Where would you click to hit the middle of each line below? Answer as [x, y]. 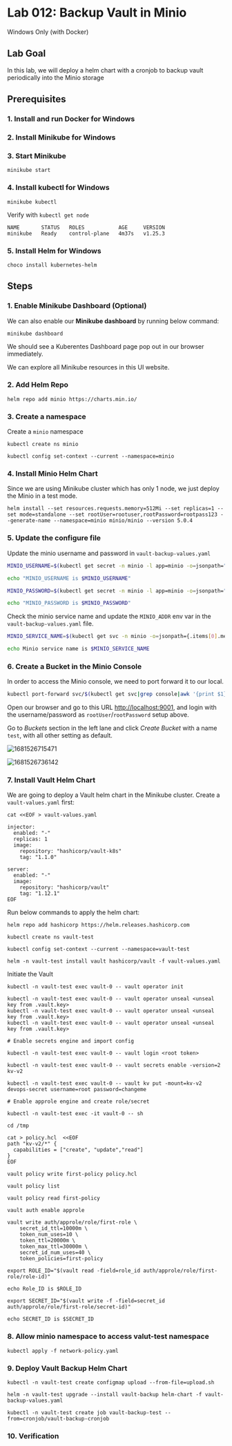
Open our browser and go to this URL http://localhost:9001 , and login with [112, 707]
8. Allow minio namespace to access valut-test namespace [108, 1336]
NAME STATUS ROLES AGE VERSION [86, 227]
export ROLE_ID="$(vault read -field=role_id [74, 1271]
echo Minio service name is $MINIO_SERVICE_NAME [78, 649]
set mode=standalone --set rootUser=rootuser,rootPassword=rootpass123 [112, 515]
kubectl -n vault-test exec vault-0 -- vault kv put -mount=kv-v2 [105, 1083]
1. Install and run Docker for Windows [71, 119]
